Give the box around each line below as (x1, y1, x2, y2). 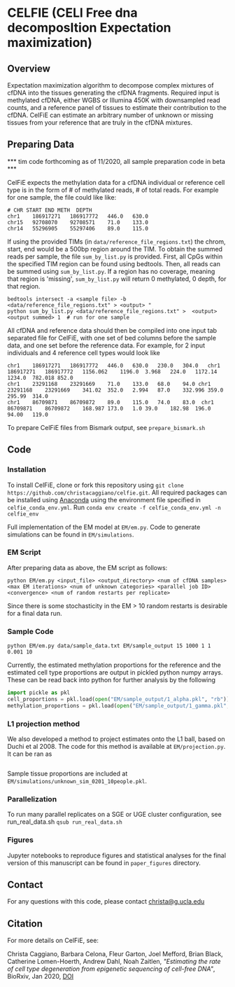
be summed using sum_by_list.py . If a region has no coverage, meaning (7, 267, 215, 275)
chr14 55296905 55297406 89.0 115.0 (7, 225, 149, 232)
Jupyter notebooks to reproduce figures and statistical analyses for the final (7, 851, 226, 860)
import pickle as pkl (7, 689, 71, 696)
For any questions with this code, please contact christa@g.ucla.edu (7, 897, 205, 906)
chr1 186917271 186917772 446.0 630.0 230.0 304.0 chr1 (7, 362, 220, 369)
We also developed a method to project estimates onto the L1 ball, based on (7, 735, 225, 743)
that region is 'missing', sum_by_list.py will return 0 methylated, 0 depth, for (7, 275, 227, 283)
